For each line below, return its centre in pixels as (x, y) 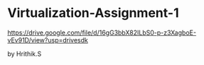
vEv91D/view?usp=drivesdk (48, 40)
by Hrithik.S (25, 54)
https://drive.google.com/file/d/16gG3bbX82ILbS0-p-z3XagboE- (102, 32)
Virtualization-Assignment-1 (93, 13)
